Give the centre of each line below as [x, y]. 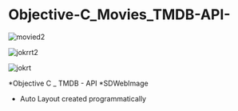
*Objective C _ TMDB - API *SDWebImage [79, 83]
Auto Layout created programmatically [83, 98]
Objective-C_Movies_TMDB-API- [119, 15]
